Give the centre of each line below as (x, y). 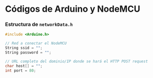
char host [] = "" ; (24, 66)
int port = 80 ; (21, 70)
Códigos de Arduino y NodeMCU (73, 9)
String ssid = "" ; (24, 48)
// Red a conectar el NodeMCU (36, 43)
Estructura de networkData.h (39, 25)
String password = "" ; (28, 52)
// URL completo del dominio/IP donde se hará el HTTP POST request (76, 61)
